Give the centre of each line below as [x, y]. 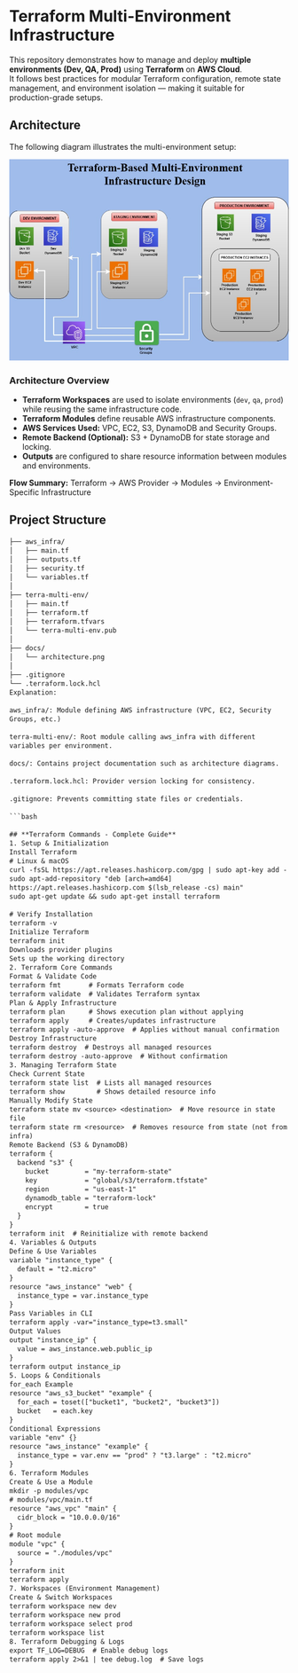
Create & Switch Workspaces [61, 1597]
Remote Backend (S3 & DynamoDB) [69, 1145]
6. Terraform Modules [49, 1473]
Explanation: [33, 692]
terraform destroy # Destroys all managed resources [111, 1047]
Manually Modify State [51, 1100]
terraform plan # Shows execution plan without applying [126, 1012]
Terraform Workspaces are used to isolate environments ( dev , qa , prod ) [153, 400]
